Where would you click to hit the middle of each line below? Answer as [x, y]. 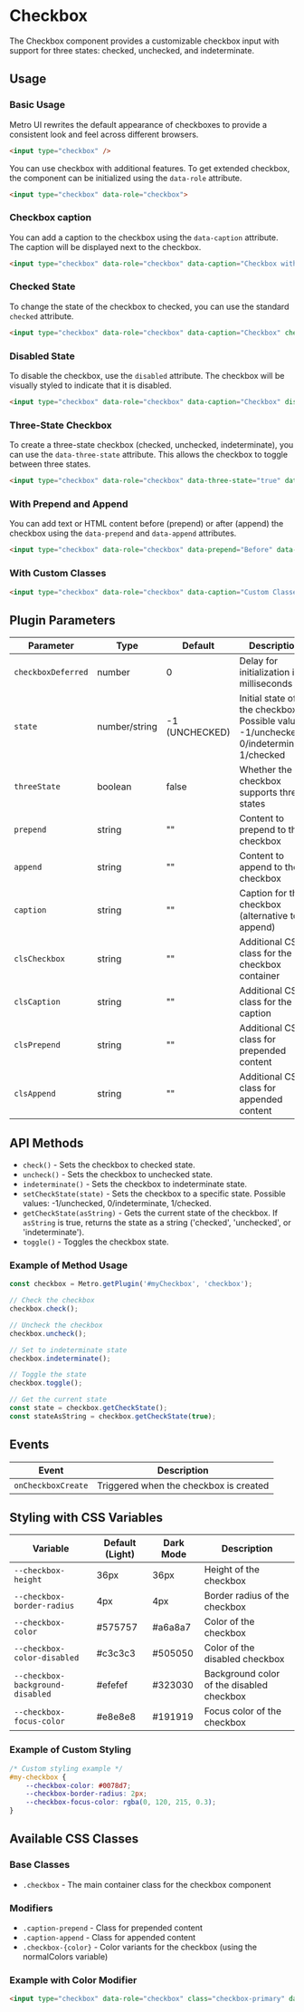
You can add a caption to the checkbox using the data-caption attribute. [144, 237]
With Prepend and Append [69, 504]
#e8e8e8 [116, 1717]
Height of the [232, 1570]
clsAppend [35, 1094]
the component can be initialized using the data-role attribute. [126, 178]
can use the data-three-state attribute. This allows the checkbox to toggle [148, 455]
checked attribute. [42, 316]
